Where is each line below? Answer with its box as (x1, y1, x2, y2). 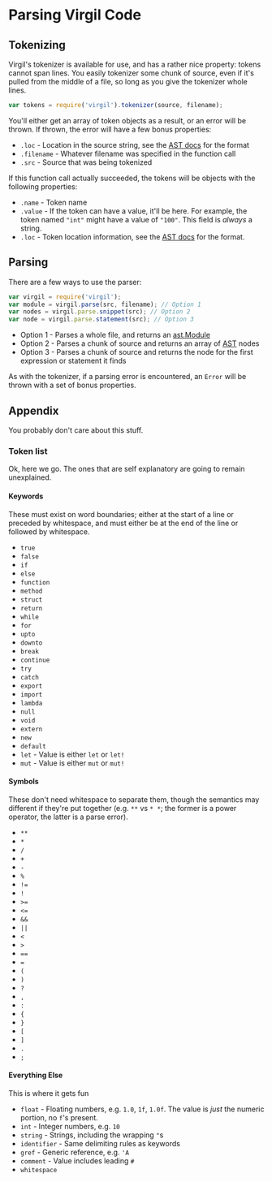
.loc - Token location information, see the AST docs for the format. (19, 231, 245, 241)
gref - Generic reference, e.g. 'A (19, 1147, 130, 1157)
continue (19, 656, 50, 664)
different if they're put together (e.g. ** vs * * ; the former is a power (8, 803, 237, 813)
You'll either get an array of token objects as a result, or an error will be (8, 115, 246, 125)
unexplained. (8, 472, 52, 482)
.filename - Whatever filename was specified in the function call (19, 149, 236, 158)
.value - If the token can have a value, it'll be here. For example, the (19, 205, 248, 216)
